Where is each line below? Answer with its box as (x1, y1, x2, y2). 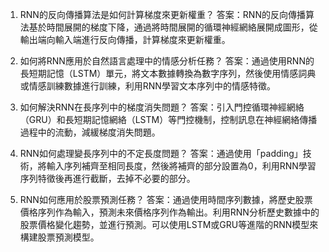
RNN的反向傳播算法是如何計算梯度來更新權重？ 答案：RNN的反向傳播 (19, 9, 306, 20)
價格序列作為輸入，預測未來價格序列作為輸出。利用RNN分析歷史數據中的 (19, 206, 320, 218)
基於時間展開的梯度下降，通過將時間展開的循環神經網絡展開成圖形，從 (28, 21, 318, 33)
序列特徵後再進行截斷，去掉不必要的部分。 (19, 173, 196, 184)
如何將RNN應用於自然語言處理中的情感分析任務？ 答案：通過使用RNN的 (19, 55, 315, 67)
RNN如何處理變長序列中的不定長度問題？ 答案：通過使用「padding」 (19, 148, 303, 159)
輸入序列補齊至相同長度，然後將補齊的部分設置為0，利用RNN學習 (46, 160, 317, 172)
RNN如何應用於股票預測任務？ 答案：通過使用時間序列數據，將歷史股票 (19, 194, 313, 205)
